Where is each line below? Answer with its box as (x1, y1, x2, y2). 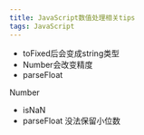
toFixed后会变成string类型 (22, 47, 120, 59)
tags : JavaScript (9, 22, 75, 31)
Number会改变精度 (22, 59, 93, 70)
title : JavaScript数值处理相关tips (9, 13, 136, 23)
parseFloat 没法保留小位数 (22, 115, 120, 126)
